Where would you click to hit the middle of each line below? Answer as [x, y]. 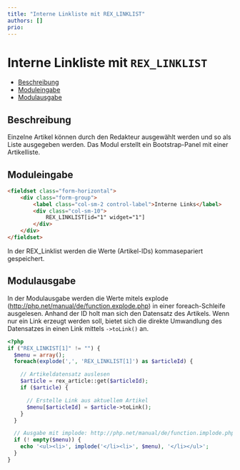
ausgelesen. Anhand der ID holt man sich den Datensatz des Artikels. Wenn [119, 313]
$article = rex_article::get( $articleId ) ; [84, 381]
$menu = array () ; [40, 355]
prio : [15, 27]
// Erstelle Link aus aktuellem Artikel [87, 400]
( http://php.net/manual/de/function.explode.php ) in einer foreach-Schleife [116, 306]
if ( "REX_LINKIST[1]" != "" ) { [54, 348]
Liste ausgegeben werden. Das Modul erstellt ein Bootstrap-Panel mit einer [118, 145]
